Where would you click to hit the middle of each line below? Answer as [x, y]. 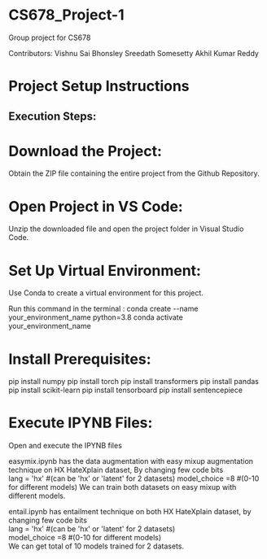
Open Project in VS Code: [96, 206]
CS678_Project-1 [66, 15]
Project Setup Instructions [99, 86]
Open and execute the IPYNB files [65, 446]
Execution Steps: [53, 116]
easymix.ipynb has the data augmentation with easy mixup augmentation [131, 461]
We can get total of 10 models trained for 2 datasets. [96, 546]
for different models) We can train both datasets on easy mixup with [123, 487]
